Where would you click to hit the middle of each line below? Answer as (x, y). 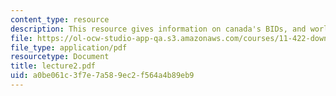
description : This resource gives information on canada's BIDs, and (158, 29)
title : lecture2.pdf (53, 66)
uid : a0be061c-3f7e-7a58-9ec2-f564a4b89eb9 (102, 76)
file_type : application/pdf (69, 47)
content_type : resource (60, 19)
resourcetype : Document (60, 57)
